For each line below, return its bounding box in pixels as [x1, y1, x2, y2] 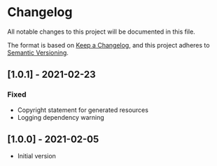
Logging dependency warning [17, 113, 105, 121]
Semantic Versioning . [7, 48, 69, 57]
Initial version [17, 152, 56, 160]
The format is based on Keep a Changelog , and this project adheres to [7, 41, 210, 49]
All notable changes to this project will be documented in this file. [7, 27, 196, 36]
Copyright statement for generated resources [17, 106, 149, 114]
